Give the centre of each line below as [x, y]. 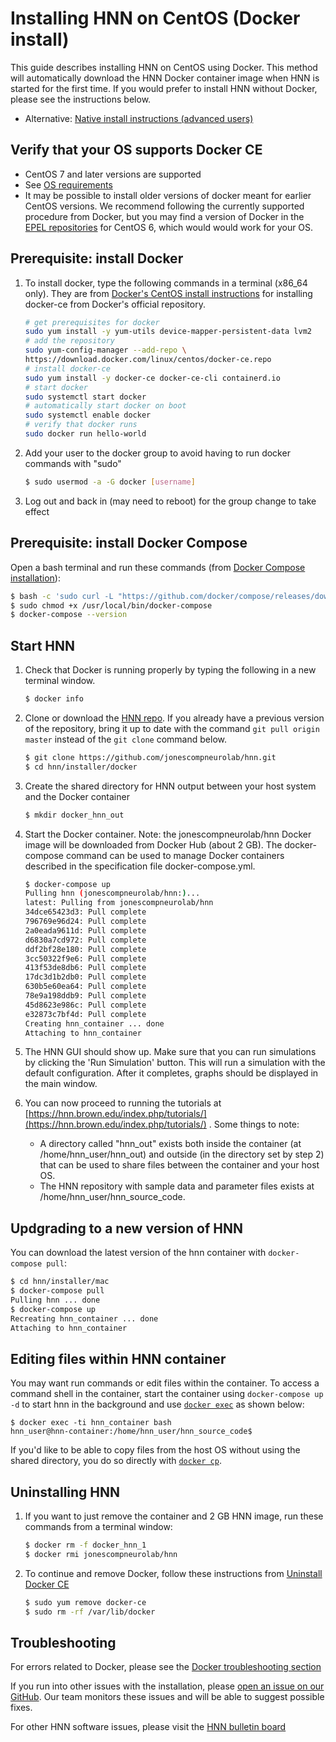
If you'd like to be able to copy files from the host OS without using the [155, 1450]
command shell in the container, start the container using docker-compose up [167, 1394]
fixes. [21, 1708]
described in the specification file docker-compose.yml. [140, 866]
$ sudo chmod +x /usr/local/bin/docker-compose [111, 605]
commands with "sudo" [73, 463]
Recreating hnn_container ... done [84, 1318]
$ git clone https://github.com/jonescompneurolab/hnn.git [150, 757]
